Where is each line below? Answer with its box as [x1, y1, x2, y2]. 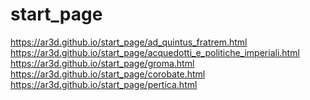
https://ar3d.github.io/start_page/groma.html [10, 57, 195, 69]
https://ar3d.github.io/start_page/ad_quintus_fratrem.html [10, 36, 248, 48]
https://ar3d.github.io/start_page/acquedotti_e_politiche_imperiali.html [10, 46, 300, 58]
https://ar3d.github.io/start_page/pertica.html [10, 78, 198, 90]
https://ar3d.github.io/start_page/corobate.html [10, 68, 206, 80]
